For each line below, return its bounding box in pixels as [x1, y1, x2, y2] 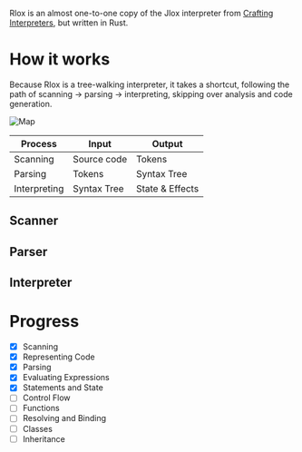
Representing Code [22, 351, 95, 362]
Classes [22, 423, 53, 434]
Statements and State [22, 382, 104, 393]
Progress [9, 311, 80, 332]
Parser [9, 244, 48, 260]
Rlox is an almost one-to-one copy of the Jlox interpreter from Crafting [9, 8, 274, 18]
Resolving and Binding [22, 413, 107, 424]
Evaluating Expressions [22, 372, 111, 383]
